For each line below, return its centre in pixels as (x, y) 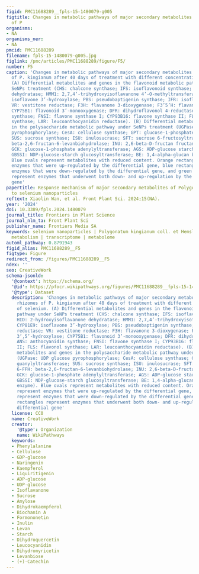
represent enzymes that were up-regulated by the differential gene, (105, 391)
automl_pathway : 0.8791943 (39, 243)
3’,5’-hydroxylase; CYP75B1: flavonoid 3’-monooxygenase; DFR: (97, 336)
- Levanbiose (28, 556)
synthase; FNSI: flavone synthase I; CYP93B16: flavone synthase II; (99, 116)
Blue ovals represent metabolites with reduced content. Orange (92, 160)
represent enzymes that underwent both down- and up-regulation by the (102, 177)
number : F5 (20, 67)
